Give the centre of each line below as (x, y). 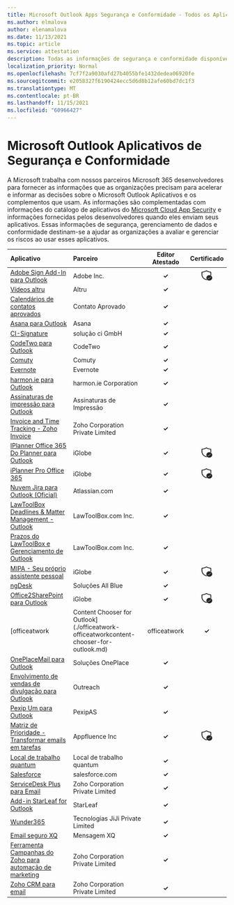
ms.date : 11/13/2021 (37, 37)
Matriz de (24, 725)
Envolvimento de (34, 676)
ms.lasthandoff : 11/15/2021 (48, 103)
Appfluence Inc (95, 736)
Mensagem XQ (94, 835)
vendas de (25, 683)
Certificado (207, 258)
